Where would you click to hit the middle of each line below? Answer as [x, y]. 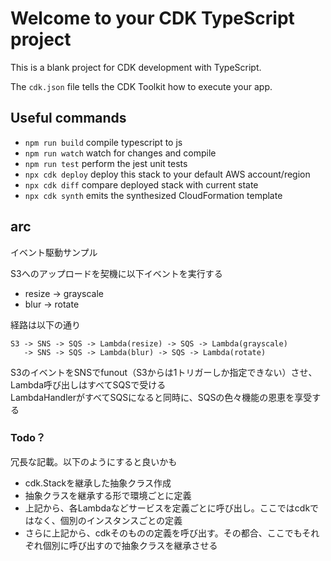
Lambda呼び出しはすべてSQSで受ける [88, 384]
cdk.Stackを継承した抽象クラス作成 [98, 483]
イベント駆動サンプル [54, 252]
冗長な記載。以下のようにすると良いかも [94, 461]
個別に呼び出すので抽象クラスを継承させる [130, 545]
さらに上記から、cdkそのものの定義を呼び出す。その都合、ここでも [163, 533]
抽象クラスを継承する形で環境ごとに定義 [108, 495]
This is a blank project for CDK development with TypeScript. [136, 67]
